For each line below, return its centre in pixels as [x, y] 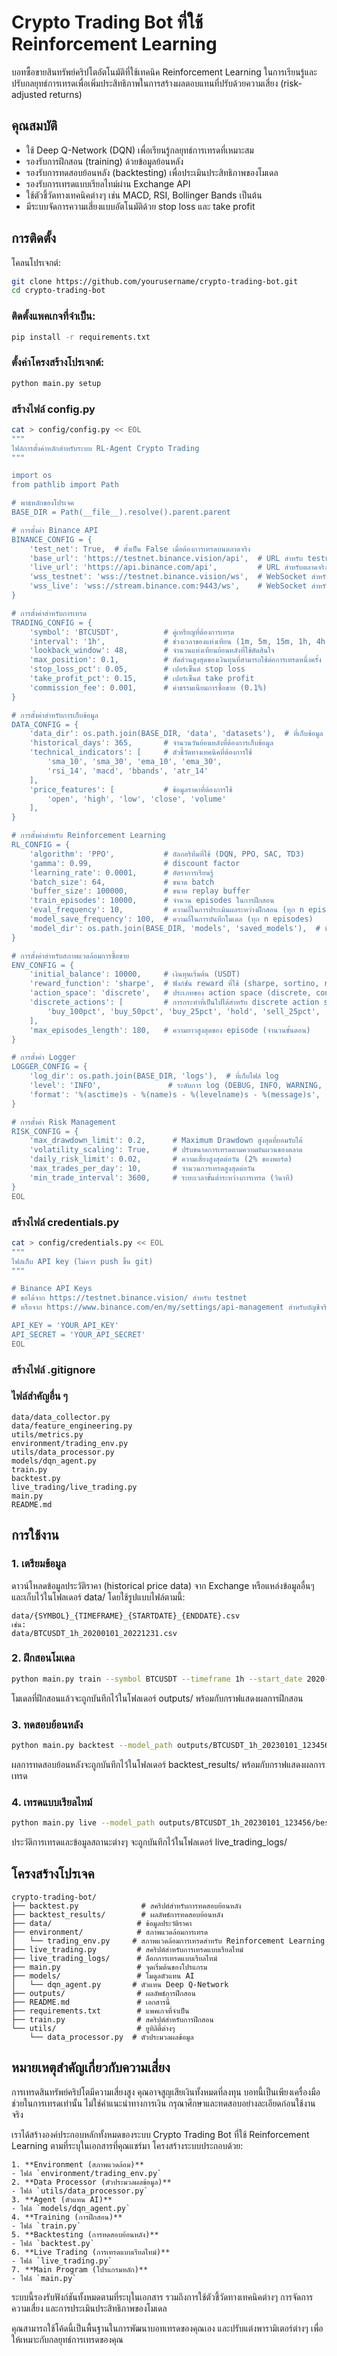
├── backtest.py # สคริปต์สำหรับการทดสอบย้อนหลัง [126, 1906]
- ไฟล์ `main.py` [44, 2278]
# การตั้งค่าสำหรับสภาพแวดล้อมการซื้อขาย [70, 956]
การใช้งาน [35, 1535]
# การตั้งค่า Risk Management [64, 1122]
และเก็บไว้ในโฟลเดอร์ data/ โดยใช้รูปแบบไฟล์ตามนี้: [98, 1597]
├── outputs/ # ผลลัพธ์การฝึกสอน [103, 1993]
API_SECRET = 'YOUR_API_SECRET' [78, 1334]
